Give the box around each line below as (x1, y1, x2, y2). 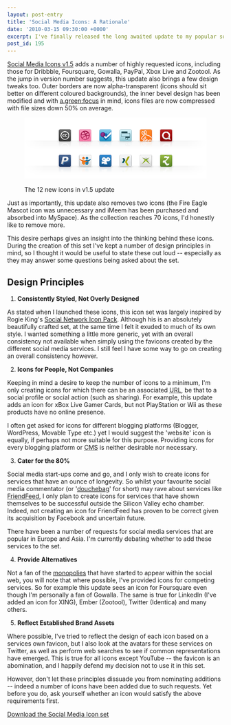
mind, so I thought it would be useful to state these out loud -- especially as (7, 249, 221, 257)
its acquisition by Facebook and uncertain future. (7, 514, 146, 522)
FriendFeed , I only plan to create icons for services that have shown (7, 492, 199, 500)
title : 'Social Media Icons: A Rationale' (7, 18, 131, 26)
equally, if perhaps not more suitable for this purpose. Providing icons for (7, 436, 214, 444)
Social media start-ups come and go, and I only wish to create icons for (7, 470, 210, 479)
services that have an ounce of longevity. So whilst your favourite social (7, 477, 211, 486)
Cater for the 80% (16, 457, 70, 465)
